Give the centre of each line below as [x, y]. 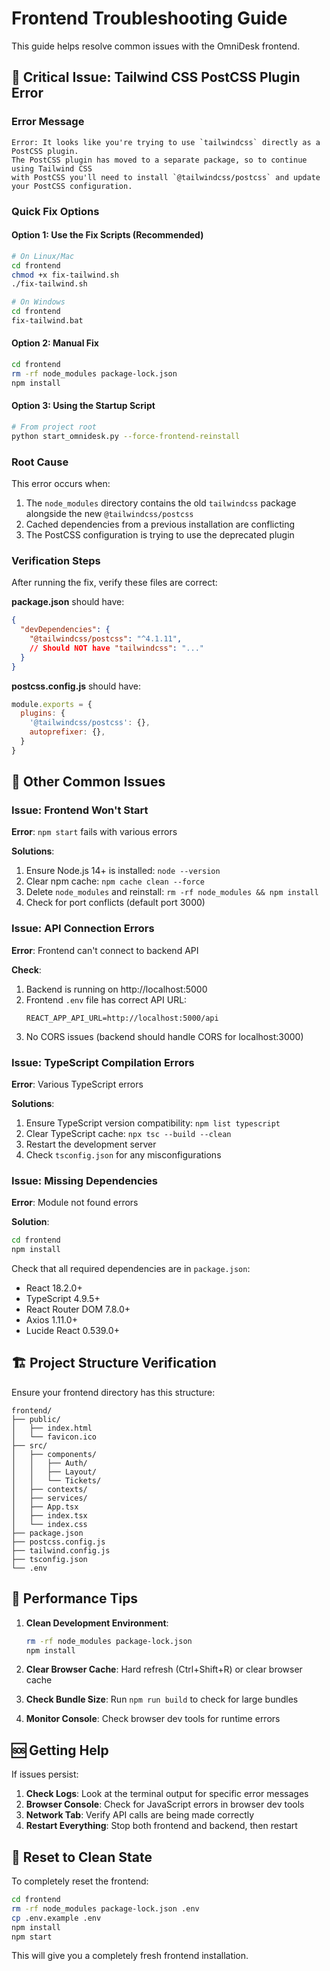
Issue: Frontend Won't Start [80, 810]
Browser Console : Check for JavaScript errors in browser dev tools [165, 1804]
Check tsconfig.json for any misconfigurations [123, 1155]
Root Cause [40, 462]
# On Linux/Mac [43, 256]
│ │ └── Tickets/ [56, 1480]
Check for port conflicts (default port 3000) [115, 903]
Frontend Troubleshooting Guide [149, 18]
